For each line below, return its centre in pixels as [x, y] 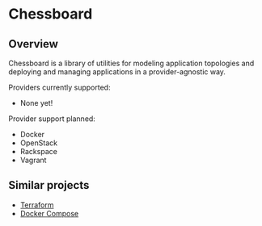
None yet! [36, 103]
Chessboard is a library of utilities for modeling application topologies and [131, 63]
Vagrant [33, 160]
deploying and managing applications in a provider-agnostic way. [117, 72]
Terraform [37, 205]
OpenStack [39, 143]
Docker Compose [49, 213]
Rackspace [39, 151]
